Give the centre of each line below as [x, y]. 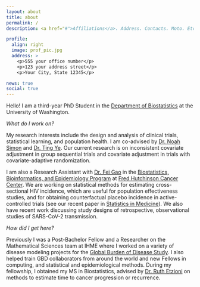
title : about [22, 17]
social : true [22, 89]
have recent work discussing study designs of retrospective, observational [98, 210]
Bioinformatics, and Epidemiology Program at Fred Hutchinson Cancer [92, 178]
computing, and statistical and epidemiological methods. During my [89, 265]
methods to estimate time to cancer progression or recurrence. [83, 277]
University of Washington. [38, 112]
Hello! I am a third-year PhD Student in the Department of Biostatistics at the [100, 106]
